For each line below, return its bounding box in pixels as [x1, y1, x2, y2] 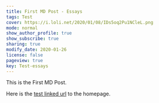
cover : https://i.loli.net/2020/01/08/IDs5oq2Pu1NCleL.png [6, 19, 154, 25]
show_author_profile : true [6, 30, 72, 36]
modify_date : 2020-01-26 [6, 47, 67, 53]
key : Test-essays [6, 63, 49, 69]
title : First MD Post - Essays [6, 8, 83, 15]
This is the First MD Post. [6, 79, 67, 86]
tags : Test [6, 14, 33, 20]
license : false [6, 52, 43, 58]
